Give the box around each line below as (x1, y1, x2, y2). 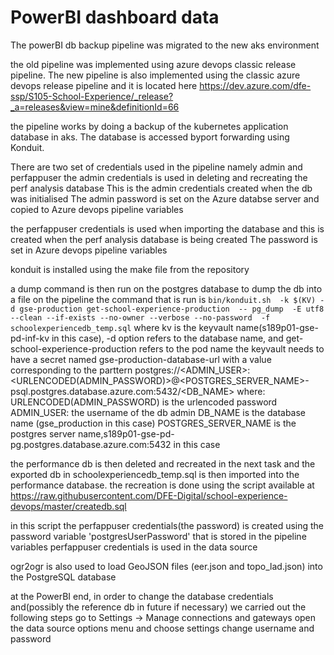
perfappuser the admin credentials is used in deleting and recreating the (10, 171, 308, 183)
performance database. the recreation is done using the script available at (10, 479, 315, 491)
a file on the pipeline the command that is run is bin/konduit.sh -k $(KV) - (10, 293, 325, 305)
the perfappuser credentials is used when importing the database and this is (10, 222, 325, 235)
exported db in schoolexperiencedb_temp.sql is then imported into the (10, 468, 300, 480)
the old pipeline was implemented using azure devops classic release (10, 58, 297, 70)
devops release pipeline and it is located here (10, 79, 198, 91)
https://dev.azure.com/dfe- (199, 79, 312, 91)
